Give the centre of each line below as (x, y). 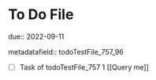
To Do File (41, 15)
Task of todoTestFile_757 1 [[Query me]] (84, 67)
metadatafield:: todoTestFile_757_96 (66, 51)
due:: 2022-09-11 (36, 36)
